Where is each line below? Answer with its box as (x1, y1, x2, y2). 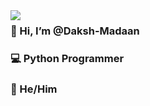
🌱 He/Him (10, 82, 58, 96)
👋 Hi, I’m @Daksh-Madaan (10, 24, 140, 38)
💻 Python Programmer (10, 51, 125, 65)
